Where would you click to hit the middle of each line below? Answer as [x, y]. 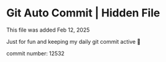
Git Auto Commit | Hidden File [83, 13]
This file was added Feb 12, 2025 [48, 30]
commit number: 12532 [36, 53]
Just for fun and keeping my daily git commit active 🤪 [74, 41]
